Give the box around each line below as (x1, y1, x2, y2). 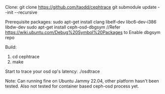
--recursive (14, 9, 38, 15)
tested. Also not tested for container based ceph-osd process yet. (5, 83, 139, 89)
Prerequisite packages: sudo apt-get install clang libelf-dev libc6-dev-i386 (5, 19, 157, 25)
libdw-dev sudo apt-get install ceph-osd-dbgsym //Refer (5, 24, 121, 30)
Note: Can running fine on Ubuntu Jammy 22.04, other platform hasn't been (5, 78, 159, 84)
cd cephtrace (12, 54, 40, 60)
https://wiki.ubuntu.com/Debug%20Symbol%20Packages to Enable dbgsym (5, 30, 161, 35)
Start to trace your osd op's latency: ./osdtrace (5, 68, 100, 74)
